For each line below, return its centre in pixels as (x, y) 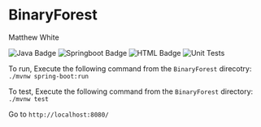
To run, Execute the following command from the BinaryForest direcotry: (130, 68)
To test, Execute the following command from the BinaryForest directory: (131, 91)
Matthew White (34, 37)
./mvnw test (28, 99)
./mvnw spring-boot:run (49, 76)
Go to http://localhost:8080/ (59, 114)
